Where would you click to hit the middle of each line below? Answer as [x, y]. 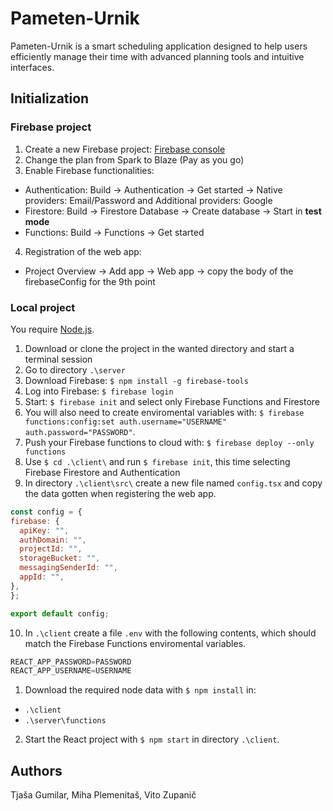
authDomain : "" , [53, 540]
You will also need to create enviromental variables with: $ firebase [164, 412]
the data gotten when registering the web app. [120, 493]
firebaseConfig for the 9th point [90, 281]
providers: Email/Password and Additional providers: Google [148, 200]
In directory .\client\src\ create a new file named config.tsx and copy [173, 483]
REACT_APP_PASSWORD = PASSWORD [71, 662]
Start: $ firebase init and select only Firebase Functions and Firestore [172, 401]
